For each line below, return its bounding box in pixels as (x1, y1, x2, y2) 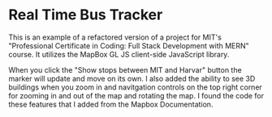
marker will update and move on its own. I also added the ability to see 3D (8, 73, 256, 83)
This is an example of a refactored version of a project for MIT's (8, 32, 222, 42)
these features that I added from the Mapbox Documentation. (8, 99, 214, 109)
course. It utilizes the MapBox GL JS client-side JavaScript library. (8, 49, 230, 59)
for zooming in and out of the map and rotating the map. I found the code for (8, 90, 265, 100)
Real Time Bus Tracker (8, 6, 163, 24)
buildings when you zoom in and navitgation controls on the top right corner (8, 82, 262, 92)
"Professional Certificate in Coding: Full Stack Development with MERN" (8, 40, 249, 50)
